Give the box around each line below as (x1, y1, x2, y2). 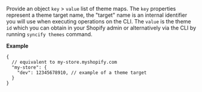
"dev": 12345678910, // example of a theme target (17, 70, 147, 76)
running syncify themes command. (6, 31, 93, 38)
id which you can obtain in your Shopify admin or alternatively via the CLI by (6, 24, 197, 31)
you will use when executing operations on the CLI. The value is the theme (6, 18, 191, 25)
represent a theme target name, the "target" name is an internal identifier (6, 11, 188, 19)
